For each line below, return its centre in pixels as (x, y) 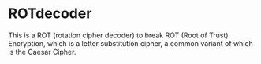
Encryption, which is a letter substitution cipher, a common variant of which (131, 43)
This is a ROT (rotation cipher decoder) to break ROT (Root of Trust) (118, 35)
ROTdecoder (50, 14)
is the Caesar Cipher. (42, 52)
